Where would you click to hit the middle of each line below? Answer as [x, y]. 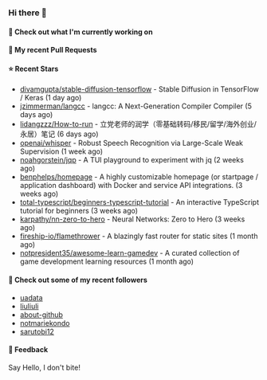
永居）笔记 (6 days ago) [59, 134]
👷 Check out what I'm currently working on [80, 32]
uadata [31, 297]
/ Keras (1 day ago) [51, 98]
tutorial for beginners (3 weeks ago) [79, 211]
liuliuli [29, 306]
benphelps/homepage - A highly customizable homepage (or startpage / [139, 177]
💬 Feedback [28, 350]
